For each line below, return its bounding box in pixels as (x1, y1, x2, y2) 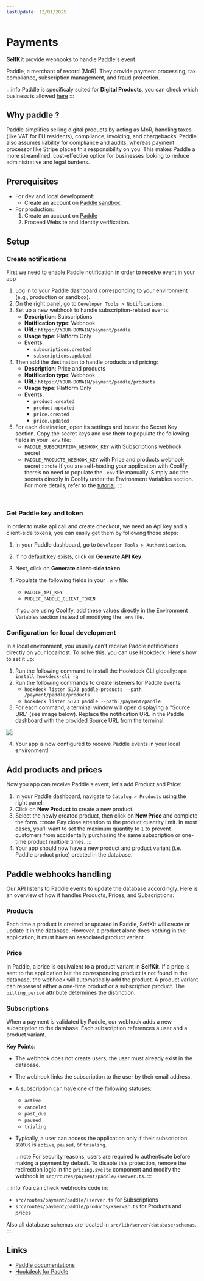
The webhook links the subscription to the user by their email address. (15, 1072, 192, 1080)
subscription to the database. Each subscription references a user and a (6, 1024, 188, 1032)
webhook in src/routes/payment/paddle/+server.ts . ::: (15, 1172, 152, 1179)
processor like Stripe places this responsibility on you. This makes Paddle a (6, 146, 195, 153)
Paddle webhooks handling (6, 869, 111, 879)
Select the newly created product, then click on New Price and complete (15, 812, 198, 819)
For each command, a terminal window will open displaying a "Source (15, 704, 191, 711)
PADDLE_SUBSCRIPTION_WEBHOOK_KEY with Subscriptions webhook (24, 443, 182, 450)
